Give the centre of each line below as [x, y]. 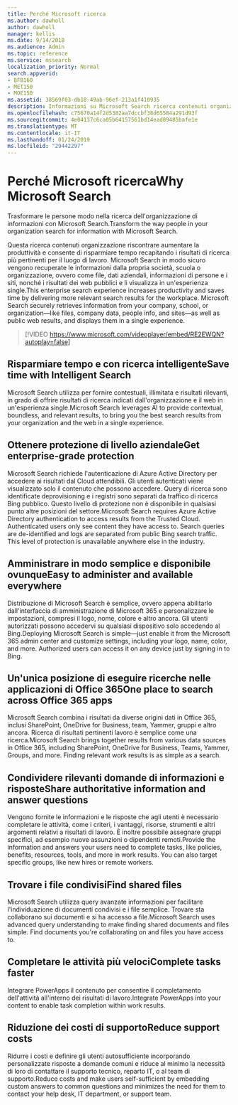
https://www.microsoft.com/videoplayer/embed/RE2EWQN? [137, 334]
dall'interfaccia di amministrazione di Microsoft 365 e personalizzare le [111, 610]
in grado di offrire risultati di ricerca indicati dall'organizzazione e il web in [115, 400]
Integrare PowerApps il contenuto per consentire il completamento [104, 990]
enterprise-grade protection [71, 456]
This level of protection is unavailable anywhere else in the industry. [106, 541]
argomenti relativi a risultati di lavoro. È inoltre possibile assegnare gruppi [114, 832]
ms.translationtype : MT [42, 126]
